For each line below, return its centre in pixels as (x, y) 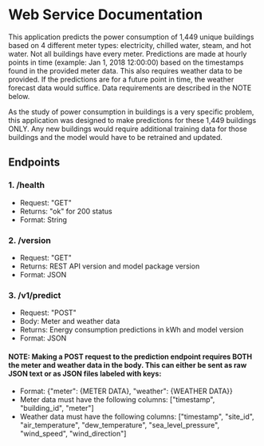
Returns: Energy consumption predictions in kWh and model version (132, 330)
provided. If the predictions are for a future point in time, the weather (121, 79)
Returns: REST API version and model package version (110, 266)
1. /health (27, 185)
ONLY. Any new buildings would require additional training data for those (128, 129)
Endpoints (34, 163)
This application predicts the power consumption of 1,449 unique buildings (131, 37)
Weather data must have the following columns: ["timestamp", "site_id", (137, 416)
